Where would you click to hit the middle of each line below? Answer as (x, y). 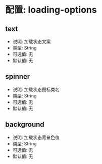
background (25, 124)
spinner (18, 76)
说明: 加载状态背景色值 (36, 137)
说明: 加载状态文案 (32, 41)
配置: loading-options (51, 10)
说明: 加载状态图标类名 (36, 89)
